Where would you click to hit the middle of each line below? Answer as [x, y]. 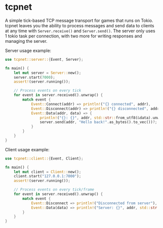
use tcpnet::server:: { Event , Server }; [44, 59]
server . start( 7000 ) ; [34, 77]
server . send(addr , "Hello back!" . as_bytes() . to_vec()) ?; [98, 122]
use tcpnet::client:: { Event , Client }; [44, 158]
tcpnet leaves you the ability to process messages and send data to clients [80, 25]
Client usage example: [27, 149]
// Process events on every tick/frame [54, 190]
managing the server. [26, 41]
